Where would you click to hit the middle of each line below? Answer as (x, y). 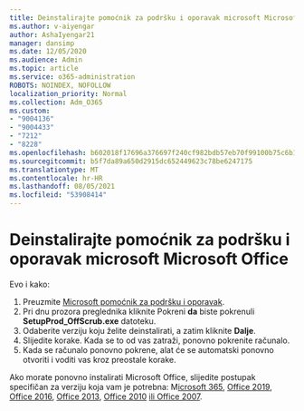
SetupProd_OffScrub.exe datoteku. (89, 321)
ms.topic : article (44, 69)
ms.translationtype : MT (54, 170)
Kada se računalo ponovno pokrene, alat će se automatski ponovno (148, 349)
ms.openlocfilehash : (48, 152)
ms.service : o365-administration (72, 77)
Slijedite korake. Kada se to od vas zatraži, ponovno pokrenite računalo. (156, 340)
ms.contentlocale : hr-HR (56, 178)
